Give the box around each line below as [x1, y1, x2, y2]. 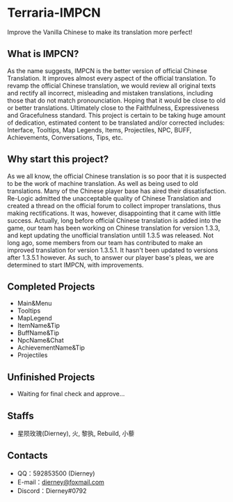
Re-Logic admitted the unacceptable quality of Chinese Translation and [7, 194, 212, 203]
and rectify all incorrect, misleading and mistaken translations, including [7, 88, 214, 97]
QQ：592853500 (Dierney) [17, 469, 95, 478]
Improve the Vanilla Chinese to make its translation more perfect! [7, 28, 193, 36]
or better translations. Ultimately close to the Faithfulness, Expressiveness [7, 103, 220, 112]
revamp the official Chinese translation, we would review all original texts [7, 81, 216, 90]
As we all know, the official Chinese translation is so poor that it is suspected [7, 172, 227, 180]
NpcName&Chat [17, 336, 64, 345]
